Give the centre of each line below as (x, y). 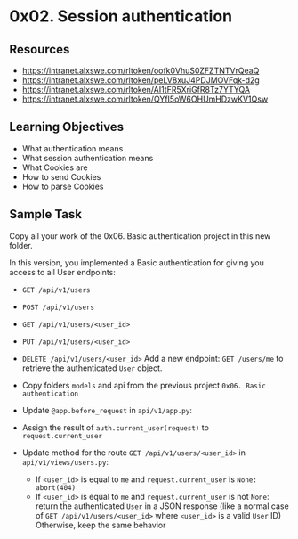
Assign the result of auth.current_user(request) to (115, 427)
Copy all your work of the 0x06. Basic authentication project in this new (140, 236)
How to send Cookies (61, 176)
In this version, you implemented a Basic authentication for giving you (137, 262)
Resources (40, 49)
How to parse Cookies (63, 186)
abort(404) (56, 487)
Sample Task (46, 214)
